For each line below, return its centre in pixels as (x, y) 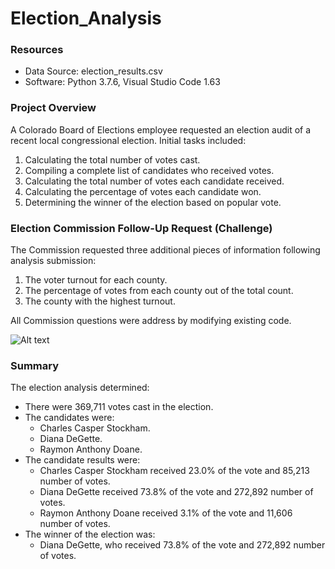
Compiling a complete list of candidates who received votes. (149, 170)
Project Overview (53, 108)
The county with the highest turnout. (100, 301)
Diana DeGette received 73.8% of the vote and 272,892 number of (176, 492)
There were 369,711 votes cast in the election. (119, 407)
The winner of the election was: (90, 534)
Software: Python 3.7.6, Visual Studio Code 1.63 (122, 82)
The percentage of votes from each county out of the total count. (159, 291)
